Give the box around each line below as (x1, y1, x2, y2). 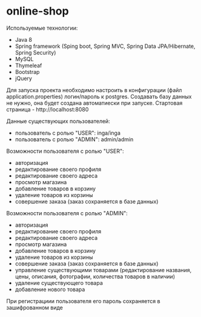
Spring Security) (15, 48, 56, 56)
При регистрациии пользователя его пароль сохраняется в (6, 297, 160, 304)
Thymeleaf (15, 62, 42, 69)
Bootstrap (15, 68, 40, 75)
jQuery (15, 75, 32, 82)
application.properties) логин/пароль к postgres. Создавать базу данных (6, 93, 192, 100)
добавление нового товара (15, 285, 85, 293)
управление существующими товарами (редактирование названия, (15, 266, 192, 273)
